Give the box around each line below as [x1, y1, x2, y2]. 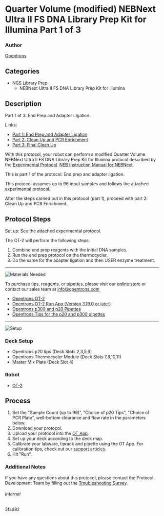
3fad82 [5, 506, 20, 512]
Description [5, 99, 41, 108]
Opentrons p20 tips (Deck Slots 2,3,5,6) [12, 349, 92, 355]
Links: [5, 122, 17, 128]
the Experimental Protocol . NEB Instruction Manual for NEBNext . [5, 162, 134, 168]
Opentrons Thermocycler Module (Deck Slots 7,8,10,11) [12, 354, 122, 360]
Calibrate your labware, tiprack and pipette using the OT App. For [12, 441, 143, 447]
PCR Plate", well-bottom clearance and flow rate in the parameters [12, 415, 146, 421]
